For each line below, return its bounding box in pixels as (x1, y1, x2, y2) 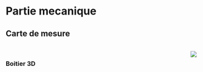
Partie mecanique (5, 4, 97, 18)
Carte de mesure (5, 28, 70, 39)
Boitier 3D (5, 59, 36, 68)
